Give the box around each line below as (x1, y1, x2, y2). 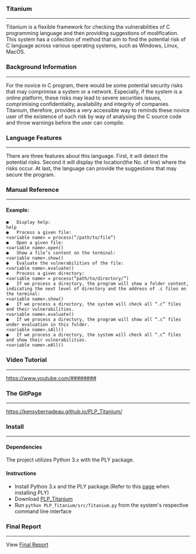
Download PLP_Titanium (14, 495, 73, 502)
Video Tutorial (6, 356, 47, 364)
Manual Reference (6, 185, 60, 194)
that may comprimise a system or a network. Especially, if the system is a (6, 88, 183, 95)
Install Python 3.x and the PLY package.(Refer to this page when (14, 483, 170, 490)
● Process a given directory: (6, 271, 85, 277)
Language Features (6, 133, 62, 142)
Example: (6, 207, 30, 214)
